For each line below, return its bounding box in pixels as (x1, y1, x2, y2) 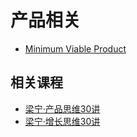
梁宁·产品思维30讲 (24, 102, 101, 115)
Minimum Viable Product (24, 42, 127, 55)
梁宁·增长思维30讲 (24, 115, 101, 127)
